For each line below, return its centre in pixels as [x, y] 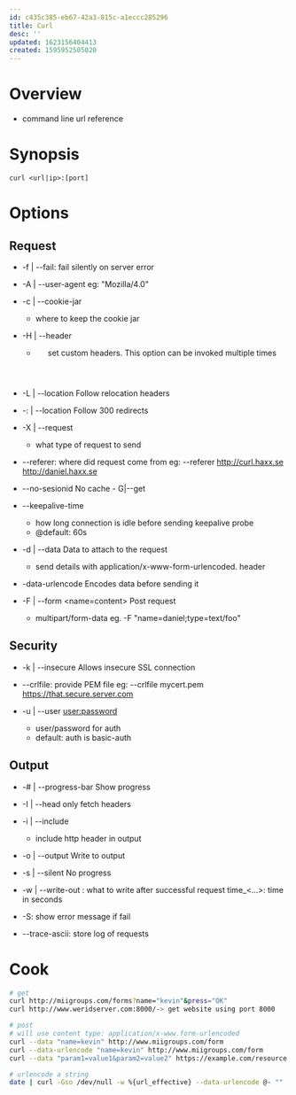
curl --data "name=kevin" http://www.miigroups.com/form [117, 1042]
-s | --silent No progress [66, 873]
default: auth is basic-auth [83, 737]
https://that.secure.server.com [78, 694]
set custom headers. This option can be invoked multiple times [162, 353]
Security [33, 646]
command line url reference [73, 119]
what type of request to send [88, 445]
